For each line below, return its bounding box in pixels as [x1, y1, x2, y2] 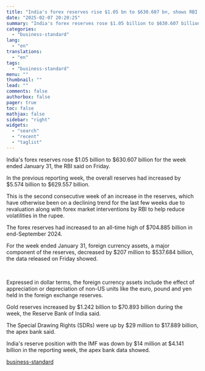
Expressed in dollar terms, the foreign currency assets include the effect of [6, 278, 195, 286]
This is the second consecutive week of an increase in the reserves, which [6, 193, 194, 200]
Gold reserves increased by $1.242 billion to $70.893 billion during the [6, 303, 183, 311]
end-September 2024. [6, 230, 63, 238]
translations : [6, 49, 43, 55]
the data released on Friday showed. [6, 255, 98, 262]
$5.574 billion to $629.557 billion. [6, 180, 90, 188]
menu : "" [6, 71, 29, 77]
